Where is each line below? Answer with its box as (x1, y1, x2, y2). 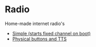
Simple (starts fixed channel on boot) (12, 30, 91, 36)
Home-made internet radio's (5, 20, 65, 27)
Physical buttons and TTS (12, 36, 67, 42)
